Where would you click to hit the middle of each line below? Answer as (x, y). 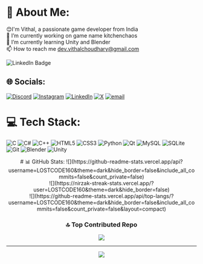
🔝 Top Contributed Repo (101, 225)
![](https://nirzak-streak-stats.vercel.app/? (101, 183)
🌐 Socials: (26, 82)
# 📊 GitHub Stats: (43, 161)
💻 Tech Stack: (43, 122)
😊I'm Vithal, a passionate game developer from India (72, 29)
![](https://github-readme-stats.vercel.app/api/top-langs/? (101, 196)
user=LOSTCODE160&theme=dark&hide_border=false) (101, 190)
